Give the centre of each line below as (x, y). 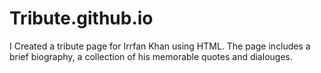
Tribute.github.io (81, 18)
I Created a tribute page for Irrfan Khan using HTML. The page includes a (160, 46)
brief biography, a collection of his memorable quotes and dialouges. (151, 56)
